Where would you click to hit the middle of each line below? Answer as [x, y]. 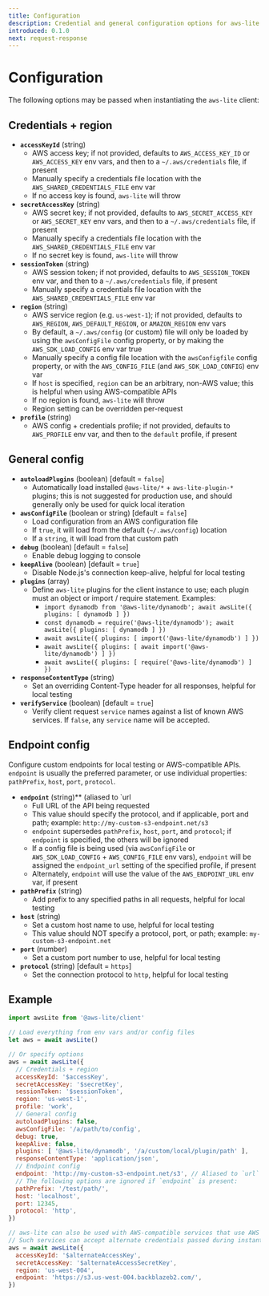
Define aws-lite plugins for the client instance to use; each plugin [141, 589]
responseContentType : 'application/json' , [87, 1159]
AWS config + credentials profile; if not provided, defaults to [131, 425]
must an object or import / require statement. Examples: [124, 597]
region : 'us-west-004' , [55, 1270]
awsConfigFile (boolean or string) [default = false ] [103, 512]
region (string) [44, 306]
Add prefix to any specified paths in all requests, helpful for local [139, 899]
